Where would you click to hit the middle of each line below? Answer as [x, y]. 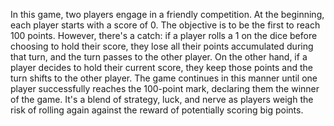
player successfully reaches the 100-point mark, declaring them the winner [165, 88]
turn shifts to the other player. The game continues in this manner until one [164, 78]
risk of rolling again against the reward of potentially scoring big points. [157, 110]
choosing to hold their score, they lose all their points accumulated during [162, 46]
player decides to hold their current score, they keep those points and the [162, 67]
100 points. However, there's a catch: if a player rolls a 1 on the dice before [164, 35]
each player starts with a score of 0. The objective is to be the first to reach [165, 25]
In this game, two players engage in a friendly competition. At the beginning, [167, 14]
